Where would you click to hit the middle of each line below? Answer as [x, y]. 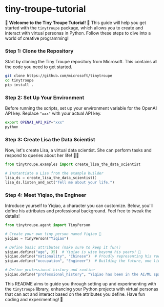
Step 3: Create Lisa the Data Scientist [50, 139]
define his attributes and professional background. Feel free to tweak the [78, 211]
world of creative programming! [37, 38]
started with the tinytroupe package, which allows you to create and [74, 27]
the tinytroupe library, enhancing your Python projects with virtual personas [82, 289]
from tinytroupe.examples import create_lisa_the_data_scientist [73, 165]
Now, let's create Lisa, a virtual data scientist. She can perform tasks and [78, 150]
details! [12, 216]
